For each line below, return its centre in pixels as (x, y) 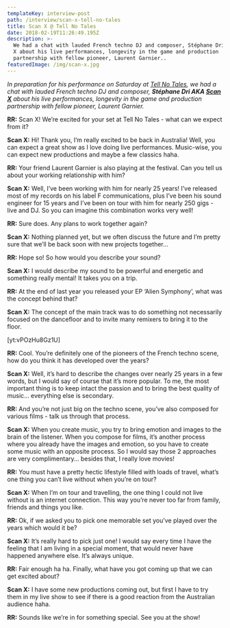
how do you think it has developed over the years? (78, 360)
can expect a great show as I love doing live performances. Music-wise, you (115, 147)
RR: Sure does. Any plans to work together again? (77, 223)
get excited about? (33, 576)
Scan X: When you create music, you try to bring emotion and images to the (114, 429)
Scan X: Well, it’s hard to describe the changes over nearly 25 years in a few (115, 373)
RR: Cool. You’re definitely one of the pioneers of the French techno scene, (113, 353)
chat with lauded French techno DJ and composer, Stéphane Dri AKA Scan (114, 91)
